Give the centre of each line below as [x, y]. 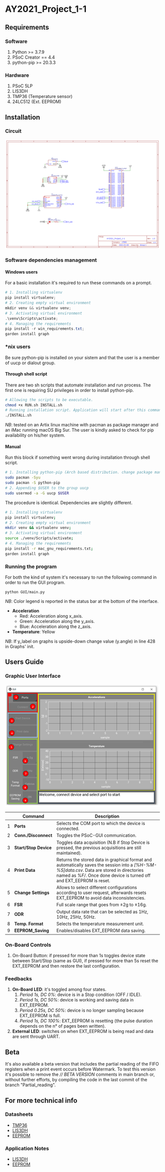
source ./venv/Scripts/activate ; [39, 538]
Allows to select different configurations [97, 888]
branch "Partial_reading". [30, 1085]
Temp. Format [29, 924]
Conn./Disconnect [33, 835]
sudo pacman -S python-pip [33, 483]
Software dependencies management [51, 260]
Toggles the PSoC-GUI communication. [96, 835]
